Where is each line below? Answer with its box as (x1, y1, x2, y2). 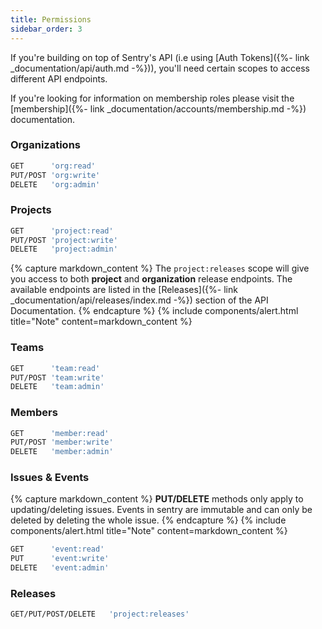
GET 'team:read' (10, 363, 101, 373)
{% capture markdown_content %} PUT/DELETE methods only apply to (10, 493, 304, 505)
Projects (10, 203, 52, 217)
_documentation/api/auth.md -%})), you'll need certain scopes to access (10, 62, 310, 74)
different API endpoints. (10, 72, 108, 85)
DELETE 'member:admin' (10, 447, 114, 457)
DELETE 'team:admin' (10, 382, 105, 392)
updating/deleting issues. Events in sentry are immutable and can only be (10, 504, 313, 516)
